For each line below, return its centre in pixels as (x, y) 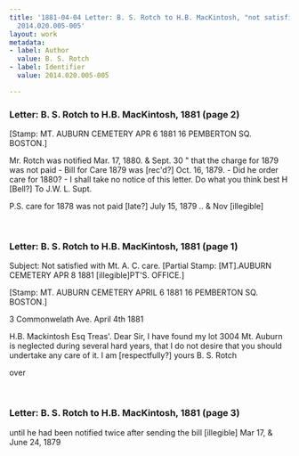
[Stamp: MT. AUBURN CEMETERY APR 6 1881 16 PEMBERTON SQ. (130, 134)
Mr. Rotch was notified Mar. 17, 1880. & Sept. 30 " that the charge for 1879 (144, 160)
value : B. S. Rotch (53, 59)
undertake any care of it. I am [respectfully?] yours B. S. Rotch (123, 355)
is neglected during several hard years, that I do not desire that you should (145, 346)
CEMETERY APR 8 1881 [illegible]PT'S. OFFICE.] (97, 275)
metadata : (28, 42)
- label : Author (39, 51)
